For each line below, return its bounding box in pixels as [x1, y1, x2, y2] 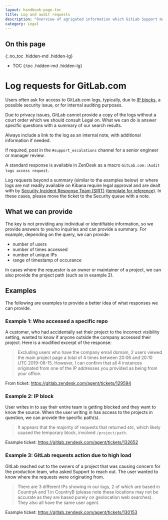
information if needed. [5, 137, 51, 143]
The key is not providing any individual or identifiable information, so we [5, 220, 153, 226]
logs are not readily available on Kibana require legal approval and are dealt [5, 182, 161, 188]
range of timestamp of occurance [12, 257, 82, 263]
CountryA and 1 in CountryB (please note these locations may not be [17, 488, 158, 495]
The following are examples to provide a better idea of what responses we [5, 299, 158, 305]
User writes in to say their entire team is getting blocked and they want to [5, 404, 156, 410]
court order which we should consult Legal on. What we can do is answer [5, 117, 156, 123]
